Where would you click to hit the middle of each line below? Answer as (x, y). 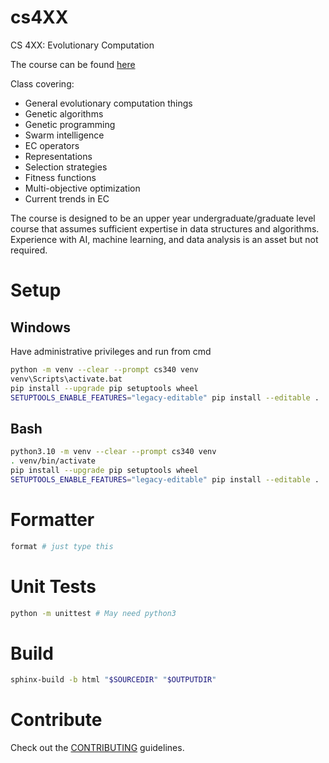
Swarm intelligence (64, 135)
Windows (40, 327)
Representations (58, 156)
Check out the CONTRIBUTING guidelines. (97, 748)
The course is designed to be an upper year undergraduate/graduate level (163, 218)
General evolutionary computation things (108, 103)
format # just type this (62, 546)
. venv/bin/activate (53, 461)
